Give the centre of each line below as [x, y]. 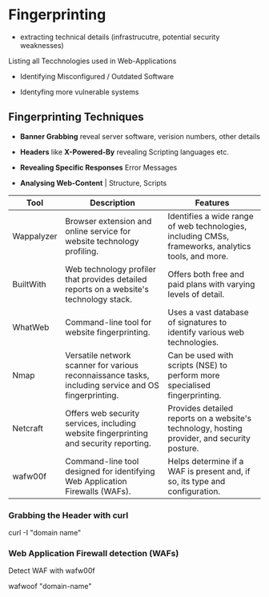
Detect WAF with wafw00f [52, 571]
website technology [102, 241]
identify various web [206, 332]
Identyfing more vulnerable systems [79, 92]
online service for [98, 231]
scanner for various [102, 365]
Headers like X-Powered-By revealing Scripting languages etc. [124, 152]
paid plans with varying [211, 284]
